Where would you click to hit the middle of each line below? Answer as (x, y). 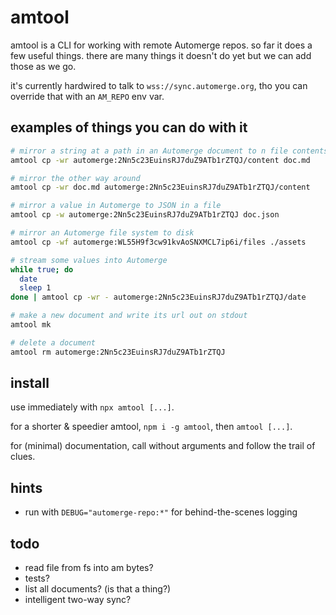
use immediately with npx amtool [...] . (92, 407)
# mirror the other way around (75, 178)
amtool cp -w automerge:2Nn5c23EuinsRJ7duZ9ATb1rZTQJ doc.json (145, 215)
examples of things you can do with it (129, 127)
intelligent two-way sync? (78, 600)
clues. (23, 457)
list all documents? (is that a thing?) (98, 589)
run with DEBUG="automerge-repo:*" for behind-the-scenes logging (161, 512)
